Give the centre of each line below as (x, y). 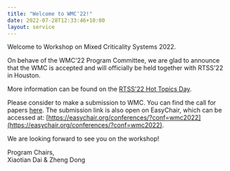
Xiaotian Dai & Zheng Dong (46, 160)
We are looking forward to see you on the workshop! (83, 139)
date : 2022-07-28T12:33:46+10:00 (56, 20)
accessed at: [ (28, 118)
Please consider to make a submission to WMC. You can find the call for (112, 103)
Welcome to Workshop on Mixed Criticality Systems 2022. (92, 47)
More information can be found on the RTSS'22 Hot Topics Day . (100, 89)
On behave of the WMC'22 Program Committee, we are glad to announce (114, 61)
